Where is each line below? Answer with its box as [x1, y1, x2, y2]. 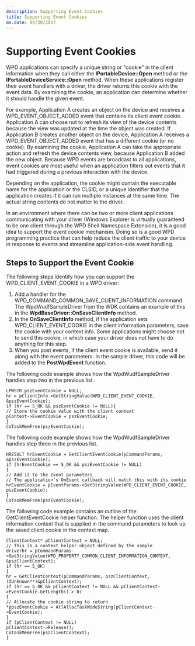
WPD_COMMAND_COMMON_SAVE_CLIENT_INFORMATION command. [14, 297, 184, 304]
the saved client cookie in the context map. [6, 527, 110, 534]
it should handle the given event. [6, 95, 85, 102]
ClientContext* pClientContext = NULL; [6, 538, 103, 544]
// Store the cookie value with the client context [6, 409, 134, 414]
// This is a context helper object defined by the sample [6, 543, 153, 549]
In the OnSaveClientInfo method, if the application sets [14, 316, 148, 323]
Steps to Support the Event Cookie [6, 258, 134, 268]
